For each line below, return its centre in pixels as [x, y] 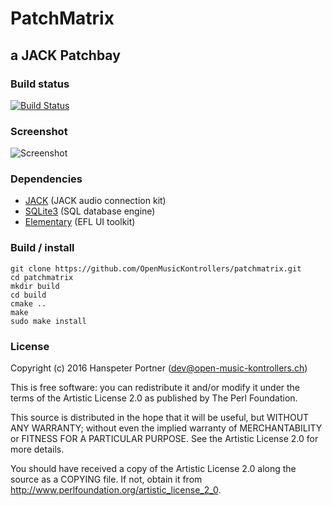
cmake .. [28, 303]
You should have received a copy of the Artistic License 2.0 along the [153, 469]
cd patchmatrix [42, 277]
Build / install [42, 248]
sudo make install [48, 321]
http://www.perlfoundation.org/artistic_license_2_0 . [116, 490]
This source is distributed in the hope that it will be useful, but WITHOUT [160, 418]
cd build [28, 295]
